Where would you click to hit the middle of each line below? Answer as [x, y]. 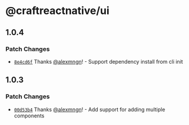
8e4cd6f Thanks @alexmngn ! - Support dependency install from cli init [98, 61]
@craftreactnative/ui [57, 11]
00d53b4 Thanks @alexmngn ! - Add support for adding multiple [90, 109]
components [29, 116]
